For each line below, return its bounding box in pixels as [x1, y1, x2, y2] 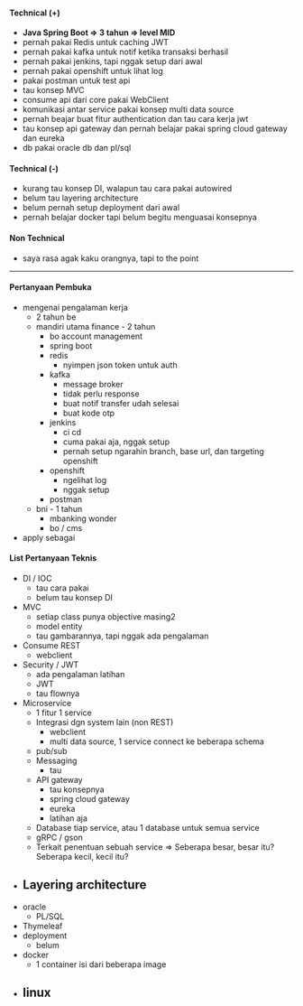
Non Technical [9, 233, 65, 243]
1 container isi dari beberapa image [35, 958, 167, 970]
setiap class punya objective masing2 [35, 611, 176, 622]
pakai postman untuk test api [22, 75, 131, 86]
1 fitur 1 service [35, 707, 92, 718]
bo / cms [49, 522, 83, 533]
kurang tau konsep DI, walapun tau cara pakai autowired [22, 183, 233, 194]
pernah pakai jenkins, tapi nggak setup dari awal [22, 56, 203, 67]
